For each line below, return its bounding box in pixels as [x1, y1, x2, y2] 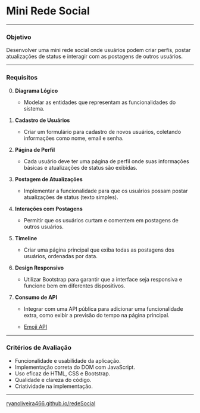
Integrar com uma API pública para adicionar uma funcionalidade [23, 305, 183, 312]
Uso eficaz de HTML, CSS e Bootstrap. [14, 369, 111, 377]
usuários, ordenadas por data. [23, 252, 98, 259]
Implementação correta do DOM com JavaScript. [14, 363, 136, 371]
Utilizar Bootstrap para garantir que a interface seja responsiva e [23, 276, 183, 283]
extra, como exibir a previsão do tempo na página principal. [23, 311, 170, 319]
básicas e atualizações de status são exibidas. [23, 164, 138, 171]
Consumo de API [14, 293, 58, 301]
